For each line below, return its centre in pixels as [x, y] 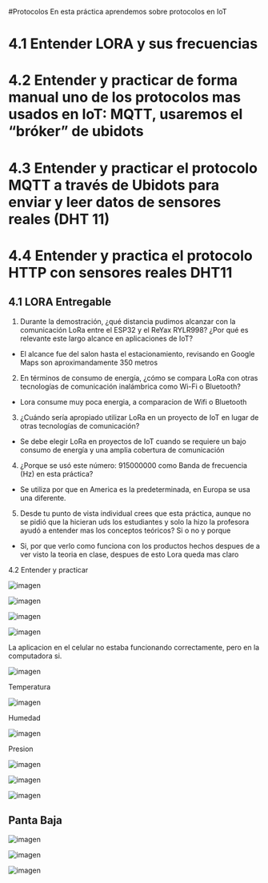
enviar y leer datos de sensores [115, 202]
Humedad [25, 717]
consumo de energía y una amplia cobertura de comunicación [122, 449]
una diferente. [43, 497]
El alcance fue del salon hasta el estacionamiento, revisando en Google [137, 354]
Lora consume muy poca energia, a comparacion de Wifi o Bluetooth [133, 402]
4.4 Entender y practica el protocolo [131, 256]
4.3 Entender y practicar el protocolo [133, 168]
